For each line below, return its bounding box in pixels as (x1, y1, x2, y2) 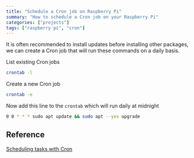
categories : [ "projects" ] (6, 19, 69, 25)
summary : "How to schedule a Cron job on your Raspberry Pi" (6, 14, 159, 20)
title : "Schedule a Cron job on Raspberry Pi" (6, 8, 122, 15)
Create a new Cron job (6, 80, 60, 88)
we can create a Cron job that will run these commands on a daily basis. (6, 47, 180, 54)
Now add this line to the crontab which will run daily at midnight (6, 102, 159, 109)
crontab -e (6, 92, 33, 98)
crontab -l (6, 70, 33, 76)
